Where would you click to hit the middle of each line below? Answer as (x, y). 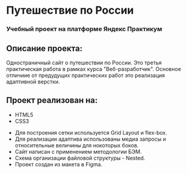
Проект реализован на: (52, 100)
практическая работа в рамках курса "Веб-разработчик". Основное (93, 69)
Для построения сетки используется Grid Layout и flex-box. (91, 132)
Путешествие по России (70, 10)
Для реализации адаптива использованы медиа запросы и (90, 139)
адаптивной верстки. (33, 82)
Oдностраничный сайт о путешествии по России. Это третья (84, 63)
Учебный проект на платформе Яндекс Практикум (84, 29)
